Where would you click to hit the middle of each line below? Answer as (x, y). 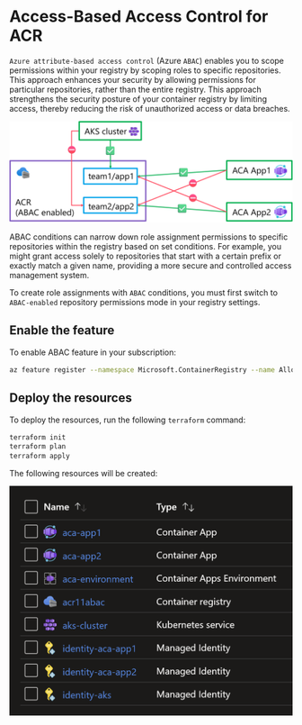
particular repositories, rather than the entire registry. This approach (136, 89)
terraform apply (40, 457)
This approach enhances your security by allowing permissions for (133, 79)
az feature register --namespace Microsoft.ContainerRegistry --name (142, 370)
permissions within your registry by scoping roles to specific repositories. (145, 70)
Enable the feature (62, 331)
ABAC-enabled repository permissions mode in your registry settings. (135, 303)
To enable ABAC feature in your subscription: (93, 352)
